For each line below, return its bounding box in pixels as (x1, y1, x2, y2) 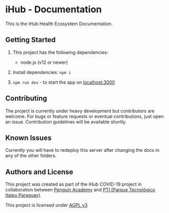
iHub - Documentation (5, 4, 102, 15)
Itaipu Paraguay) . (5, 192, 42, 199)
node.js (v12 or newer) (20, 59, 68, 65)
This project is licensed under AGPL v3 (5, 202, 88, 208)
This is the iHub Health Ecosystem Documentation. (5, 21, 113, 27)
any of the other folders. (5, 153, 57, 159)
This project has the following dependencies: (12, 49, 108, 55)
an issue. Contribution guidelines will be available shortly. (5, 118, 127, 125)
